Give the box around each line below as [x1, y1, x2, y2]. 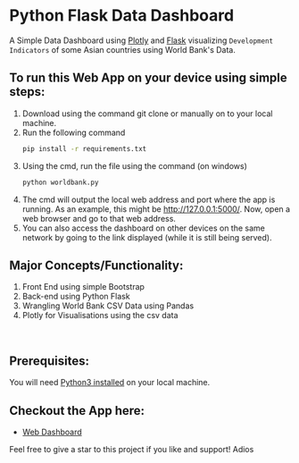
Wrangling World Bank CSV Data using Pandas [21, 300, 195, 311]
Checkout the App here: [9, 403, 145, 418]
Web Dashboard [21, 426, 82, 437]
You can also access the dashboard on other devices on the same [21, 223, 265, 233]
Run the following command [21, 127, 126, 138]
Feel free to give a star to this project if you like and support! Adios [9, 443, 254, 454]
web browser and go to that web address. [21, 213, 177, 223]
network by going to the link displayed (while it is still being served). [21, 231, 272, 242]
